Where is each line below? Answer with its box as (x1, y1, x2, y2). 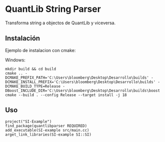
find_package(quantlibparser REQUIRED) (5, 123, 87, 128)
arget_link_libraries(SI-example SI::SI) (5, 132, 92, 137)
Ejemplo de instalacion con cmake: (5, 47, 76, 53)
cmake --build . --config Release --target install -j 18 (5, 93, 127, 97)
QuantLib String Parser (5, 3, 101, 15)
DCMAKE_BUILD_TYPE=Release (5, 84, 61, 89)
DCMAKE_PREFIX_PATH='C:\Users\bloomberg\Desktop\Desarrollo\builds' (5, 75, 149, 80)
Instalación (5, 34, 41, 43)
